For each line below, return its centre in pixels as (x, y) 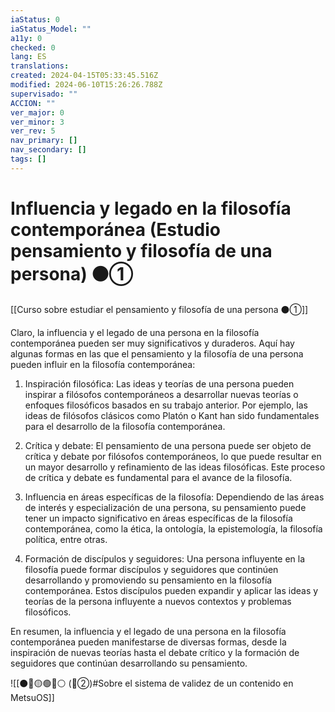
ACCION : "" (33, 103)
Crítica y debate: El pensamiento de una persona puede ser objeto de (168, 445)
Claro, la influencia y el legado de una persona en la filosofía (135, 332)
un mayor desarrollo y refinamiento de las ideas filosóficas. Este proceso (175, 467)
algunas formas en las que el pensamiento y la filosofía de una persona (157, 353)
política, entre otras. (66, 539)
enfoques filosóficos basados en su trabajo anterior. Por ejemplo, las (166, 405)
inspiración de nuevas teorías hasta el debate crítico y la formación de (155, 652)
